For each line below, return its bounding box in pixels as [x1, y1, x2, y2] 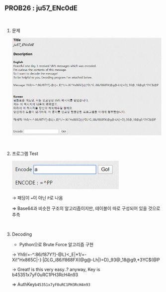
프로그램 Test [11, 150, 38, 156]
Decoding [11, 231, 32, 237]
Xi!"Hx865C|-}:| [11, 257, 44, 263]
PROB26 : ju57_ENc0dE [4, 4, 78, 12]
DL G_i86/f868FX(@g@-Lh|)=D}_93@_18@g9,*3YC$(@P [44, 257, 160, 263]
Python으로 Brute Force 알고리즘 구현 [19, 241, 94, 247]
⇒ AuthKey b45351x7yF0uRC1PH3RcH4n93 [11, 281, 90, 287]
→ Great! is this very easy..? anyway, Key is [11, 266, 100, 272]
